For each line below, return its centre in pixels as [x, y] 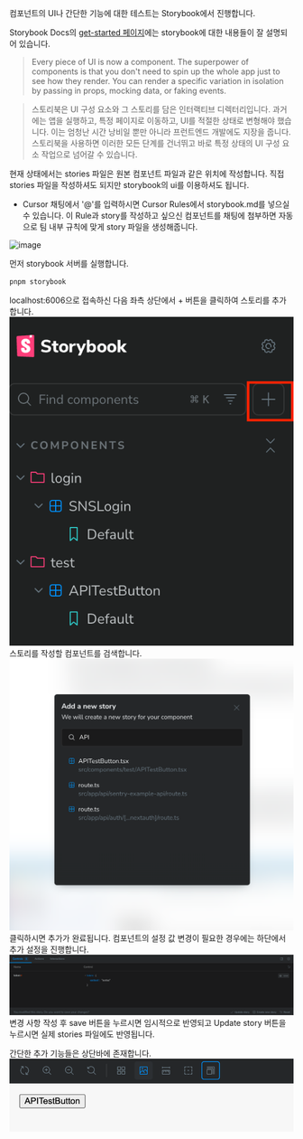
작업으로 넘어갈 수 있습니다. [89, 155]
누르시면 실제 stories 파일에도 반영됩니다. [82, 1034]
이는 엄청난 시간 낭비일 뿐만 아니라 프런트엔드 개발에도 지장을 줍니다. [171, 132]
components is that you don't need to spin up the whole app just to [156, 71]
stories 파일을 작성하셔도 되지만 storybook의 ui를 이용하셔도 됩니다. [129, 185]
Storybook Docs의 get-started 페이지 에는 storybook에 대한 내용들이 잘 [137, 33]
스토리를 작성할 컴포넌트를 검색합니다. [76, 654]
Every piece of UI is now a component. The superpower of [140, 62]
